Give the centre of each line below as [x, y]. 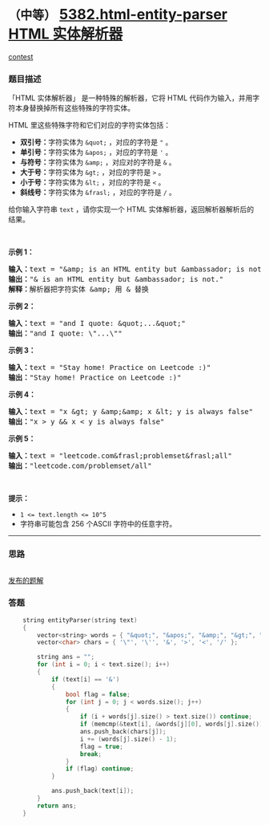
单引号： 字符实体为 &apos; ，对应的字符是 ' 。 [96, 152]
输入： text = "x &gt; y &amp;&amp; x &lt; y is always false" [131, 412]
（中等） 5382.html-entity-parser [118, 15]
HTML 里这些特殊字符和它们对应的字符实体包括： [89, 125]
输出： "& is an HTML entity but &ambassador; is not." [116, 279]
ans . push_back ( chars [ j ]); [123, 732]
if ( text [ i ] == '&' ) [85, 679]
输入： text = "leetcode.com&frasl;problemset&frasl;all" [120, 456]
